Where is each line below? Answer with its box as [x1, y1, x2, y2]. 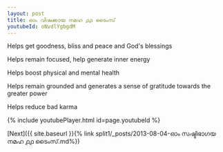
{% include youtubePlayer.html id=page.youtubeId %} [7, 116, 161, 124]
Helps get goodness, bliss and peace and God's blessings [7, 42, 173, 50]
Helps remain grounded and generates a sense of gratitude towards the [7, 82, 211, 91]
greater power [7, 89, 48, 97]
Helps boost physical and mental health [7, 68, 119, 77]
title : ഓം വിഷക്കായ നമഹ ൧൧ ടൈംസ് [7, 17, 116, 23]
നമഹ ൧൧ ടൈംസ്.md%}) [7, 137, 80, 146]
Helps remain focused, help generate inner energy [7, 55, 151, 64]
